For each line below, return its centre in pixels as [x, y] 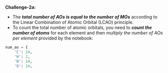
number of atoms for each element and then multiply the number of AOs [88, 33]
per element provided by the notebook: [53, 38]
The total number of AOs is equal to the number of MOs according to [85, 17]
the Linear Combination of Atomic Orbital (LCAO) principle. [73, 22]
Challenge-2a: [21, 7]
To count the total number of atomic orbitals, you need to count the [82, 27]
